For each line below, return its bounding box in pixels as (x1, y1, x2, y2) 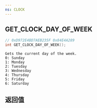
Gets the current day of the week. (5, 52, 77, 56)
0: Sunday (5, 55, 25, 61)
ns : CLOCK (5, 7, 25, 12)
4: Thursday (5, 72, 29, 78)
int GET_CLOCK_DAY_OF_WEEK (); (5, 42, 66, 48)
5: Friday (5, 77, 25, 82)
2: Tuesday (5, 64, 27, 69)
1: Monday (5, 60, 25, 65)
